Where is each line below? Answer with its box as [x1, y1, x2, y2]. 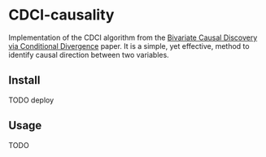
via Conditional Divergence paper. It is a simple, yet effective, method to [8, 41, 250, 50]
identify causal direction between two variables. [8, 50, 169, 59]
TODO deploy [8, 95, 55, 105]
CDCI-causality [8, 6, 115, 24]
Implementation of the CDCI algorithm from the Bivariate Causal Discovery [8, 33, 258, 42]
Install [8, 73, 41, 87]
